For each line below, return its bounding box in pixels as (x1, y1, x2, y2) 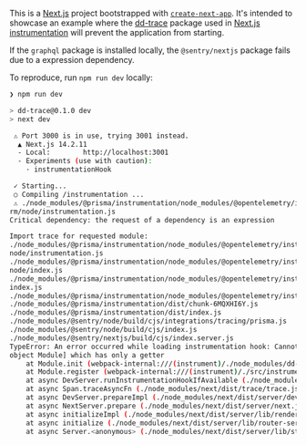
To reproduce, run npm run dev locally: (9, 72, 153, 83)
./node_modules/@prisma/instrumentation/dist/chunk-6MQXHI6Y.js (9, 300, 259, 309)
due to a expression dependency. (9, 55, 135, 65)
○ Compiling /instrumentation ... (13, 190, 145, 199)
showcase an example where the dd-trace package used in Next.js (9, 17, 261, 28)
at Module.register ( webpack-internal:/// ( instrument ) (25, 367, 239, 377)
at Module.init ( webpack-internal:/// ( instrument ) (25, 359, 222, 368)
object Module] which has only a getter (9, 350, 166, 359)
